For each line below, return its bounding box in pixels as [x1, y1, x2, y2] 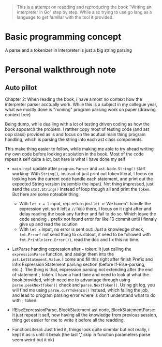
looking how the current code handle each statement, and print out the [12, 176, 153, 181]
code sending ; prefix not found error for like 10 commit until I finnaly [19, 216, 157, 222]
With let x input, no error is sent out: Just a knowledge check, [19, 226, 145, 232]
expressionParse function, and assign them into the [12, 251, 114, 257]
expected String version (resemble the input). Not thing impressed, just [12, 181, 154, 187]
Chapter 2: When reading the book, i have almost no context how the [5, 96, 143, 102]
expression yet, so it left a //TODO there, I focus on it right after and [19, 206, 151, 211]
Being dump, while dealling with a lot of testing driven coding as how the [5, 121, 150, 127]
